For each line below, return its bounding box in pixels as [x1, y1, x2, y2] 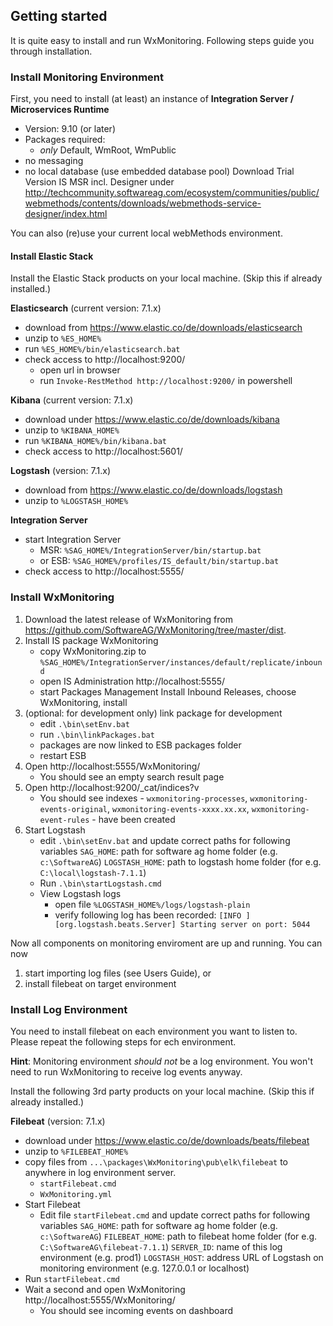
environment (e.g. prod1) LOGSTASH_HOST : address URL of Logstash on [39, 1251, 324, 1263]
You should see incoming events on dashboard [39, 1304, 233, 1316]
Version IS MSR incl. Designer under [24, 176, 175, 188]
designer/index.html [24, 208, 108, 220]
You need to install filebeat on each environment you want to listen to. [10, 1025, 298, 1037]
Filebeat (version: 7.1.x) [10, 1115, 106, 1127]
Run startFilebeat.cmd [24, 1272, 120, 1284]
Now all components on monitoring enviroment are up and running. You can [10, 937, 323, 949]
